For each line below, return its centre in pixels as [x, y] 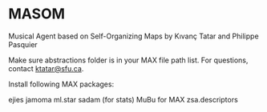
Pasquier [23, 44]
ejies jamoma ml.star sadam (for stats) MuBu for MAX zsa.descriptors [123, 99]
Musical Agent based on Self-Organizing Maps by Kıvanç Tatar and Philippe [133, 36]
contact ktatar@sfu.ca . [46, 68]
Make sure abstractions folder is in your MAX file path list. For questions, [128, 60]
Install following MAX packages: [61, 84]
